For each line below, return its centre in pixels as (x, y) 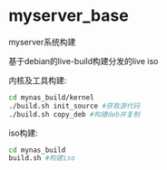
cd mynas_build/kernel (51, 97)
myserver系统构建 (42, 42)
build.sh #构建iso (42, 158)
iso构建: (23, 133)
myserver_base (69, 16)
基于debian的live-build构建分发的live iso (83, 61)
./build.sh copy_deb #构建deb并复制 (74, 114)
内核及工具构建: (38, 80)
